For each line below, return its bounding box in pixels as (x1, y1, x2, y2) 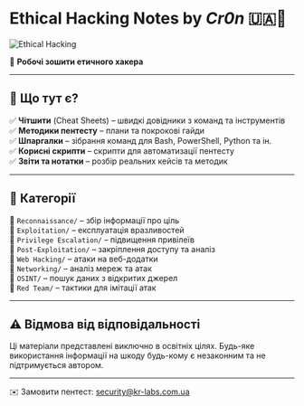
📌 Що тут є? (9, 90, 79, 107)
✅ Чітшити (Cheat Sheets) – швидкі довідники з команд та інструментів (9, 115, 286, 126)
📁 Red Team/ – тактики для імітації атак (9, 282, 157, 293)
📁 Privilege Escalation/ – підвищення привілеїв (9, 234, 195, 245)
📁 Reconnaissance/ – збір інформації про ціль (9, 214, 180, 225)
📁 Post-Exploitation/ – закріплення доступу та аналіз (9, 243, 215, 254)
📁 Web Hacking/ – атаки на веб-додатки (9, 253, 158, 264)
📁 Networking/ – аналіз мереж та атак (9, 262, 152, 274)
